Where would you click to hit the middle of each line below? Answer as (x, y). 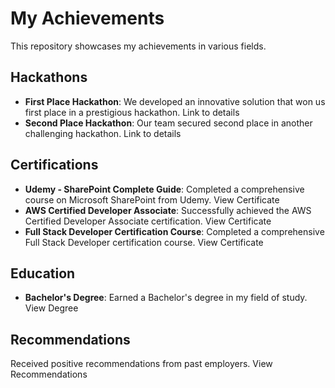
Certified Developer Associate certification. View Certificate (148, 221)
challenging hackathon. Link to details (103, 133)
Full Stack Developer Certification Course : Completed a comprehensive (174, 231)
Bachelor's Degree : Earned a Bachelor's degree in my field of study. (166, 298)
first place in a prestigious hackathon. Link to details (132, 112)
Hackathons (49, 77)
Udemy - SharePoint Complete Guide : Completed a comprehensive (164, 189)
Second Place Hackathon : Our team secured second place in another (168, 123)
